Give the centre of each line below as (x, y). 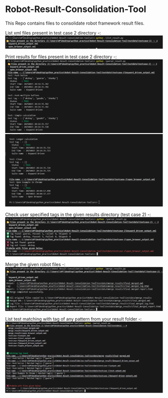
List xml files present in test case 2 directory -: (53, 33)
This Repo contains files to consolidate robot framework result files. (75, 23)
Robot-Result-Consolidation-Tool (76, 9)
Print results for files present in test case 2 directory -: (61, 57)
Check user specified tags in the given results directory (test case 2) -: (78, 214)
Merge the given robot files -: (35, 264)
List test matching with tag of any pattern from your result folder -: (73, 319)
